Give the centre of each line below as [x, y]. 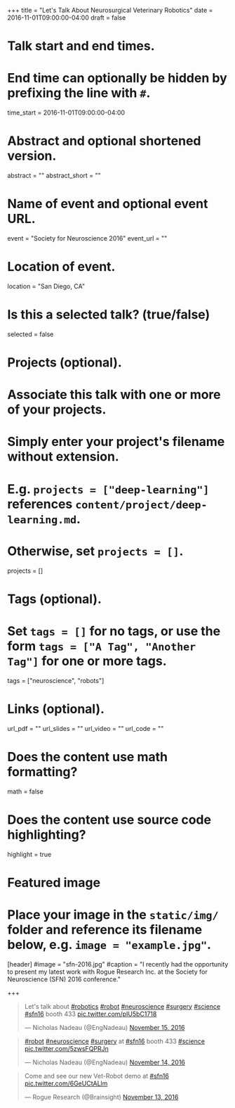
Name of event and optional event [108, 204]
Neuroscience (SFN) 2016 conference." [64, 979]
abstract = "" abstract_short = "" [54, 176]
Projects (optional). [65, 363]
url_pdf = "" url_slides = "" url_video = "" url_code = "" [86, 728]
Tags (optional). [54, 599]
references [40, 504]
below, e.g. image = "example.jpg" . [109, 944]
